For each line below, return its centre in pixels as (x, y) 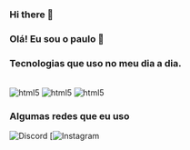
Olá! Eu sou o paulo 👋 (57, 38)
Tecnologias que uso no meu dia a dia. (95, 63)
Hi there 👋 (32, 15)
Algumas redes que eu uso (70, 116)
